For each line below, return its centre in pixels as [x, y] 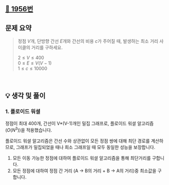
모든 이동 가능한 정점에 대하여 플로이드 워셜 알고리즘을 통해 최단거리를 [82, 158]
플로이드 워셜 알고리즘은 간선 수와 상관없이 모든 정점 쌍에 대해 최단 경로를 [78, 141]
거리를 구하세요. [47, 48]
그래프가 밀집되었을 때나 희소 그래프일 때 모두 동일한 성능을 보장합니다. [86, 147]
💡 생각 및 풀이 [25, 96]
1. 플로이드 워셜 [23, 111]
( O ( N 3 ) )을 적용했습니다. [29, 130]
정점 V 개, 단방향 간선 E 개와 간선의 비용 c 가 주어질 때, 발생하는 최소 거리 [88, 41]
